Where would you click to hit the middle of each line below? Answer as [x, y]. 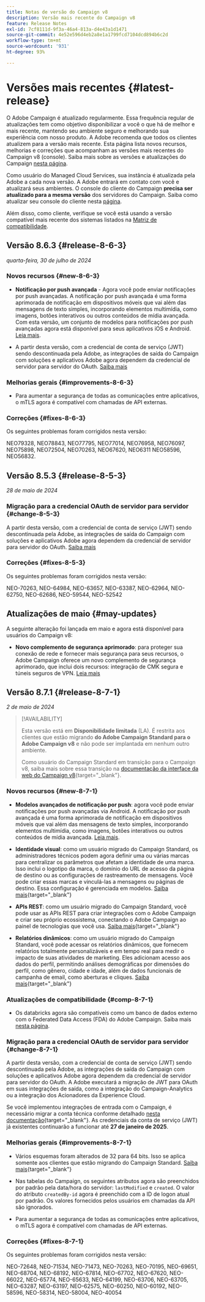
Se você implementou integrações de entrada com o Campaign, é [89, 1107]
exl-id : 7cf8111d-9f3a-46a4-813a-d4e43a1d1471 [67, 29]
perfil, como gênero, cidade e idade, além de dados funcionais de [98, 970]
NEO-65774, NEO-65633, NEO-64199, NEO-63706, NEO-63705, [107, 1279]
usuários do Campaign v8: [39, 635]
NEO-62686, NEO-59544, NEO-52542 [74, 594]
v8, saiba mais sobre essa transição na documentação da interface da [110, 769]
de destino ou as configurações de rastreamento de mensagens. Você [104, 875]
